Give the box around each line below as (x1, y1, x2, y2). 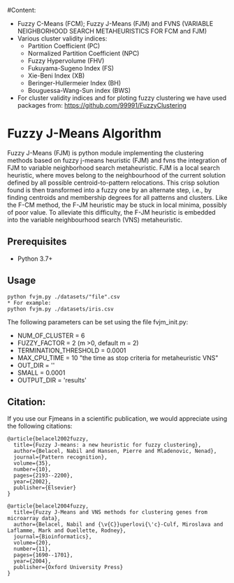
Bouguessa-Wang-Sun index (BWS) (27, 87, 131, 94)
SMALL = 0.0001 (17, 368, 66, 377)
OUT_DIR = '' (17, 361, 55, 369)
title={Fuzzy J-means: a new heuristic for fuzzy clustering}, (13, 442, 201, 449)
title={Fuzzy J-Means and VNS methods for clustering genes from (13, 509, 208, 516)
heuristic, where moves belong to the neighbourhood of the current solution (7, 171, 226, 179)
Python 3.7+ (17, 254, 53, 263)
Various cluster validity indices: (17, 34, 108, 43)
